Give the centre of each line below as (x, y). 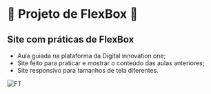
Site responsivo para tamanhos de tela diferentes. (88, 70)
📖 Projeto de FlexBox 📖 (72, 14)
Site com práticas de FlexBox (71, 39)
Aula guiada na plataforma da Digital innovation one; (91, 56)
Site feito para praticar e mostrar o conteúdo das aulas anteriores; (111, 63)
